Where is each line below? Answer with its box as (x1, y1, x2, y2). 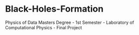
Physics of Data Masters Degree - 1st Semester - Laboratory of (5, 19, 134, 25)
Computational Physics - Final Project (5, 24, 82, 30)
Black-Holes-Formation (5, 3, 104, 15)
